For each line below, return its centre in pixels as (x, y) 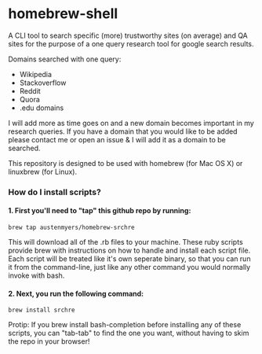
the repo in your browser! (49, 341)
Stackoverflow (43, 83)
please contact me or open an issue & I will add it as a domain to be (117, 139)
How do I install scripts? (55, 192)
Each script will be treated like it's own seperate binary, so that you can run (129, 259)
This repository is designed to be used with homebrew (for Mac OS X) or (126, 163)
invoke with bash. (36, 275)
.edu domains (42, 108)
